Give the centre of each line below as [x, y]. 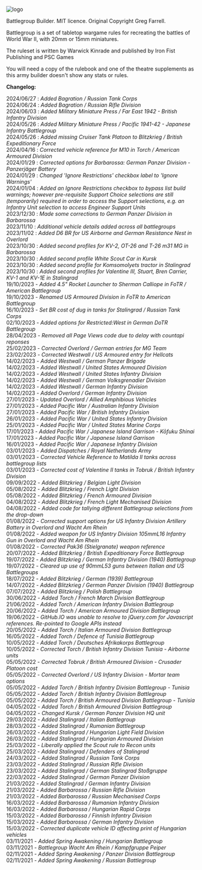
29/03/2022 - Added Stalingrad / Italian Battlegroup [71, 719]
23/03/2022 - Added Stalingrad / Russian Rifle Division [75, 764]
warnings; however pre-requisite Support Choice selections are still [90, 195]
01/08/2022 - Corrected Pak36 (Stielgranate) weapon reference [86, 546]
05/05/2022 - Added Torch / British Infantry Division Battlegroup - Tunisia [98, 687]
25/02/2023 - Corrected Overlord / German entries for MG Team [87, 348]
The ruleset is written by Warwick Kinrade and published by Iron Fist [91, 51]
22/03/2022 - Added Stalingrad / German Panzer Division [78, 777]
